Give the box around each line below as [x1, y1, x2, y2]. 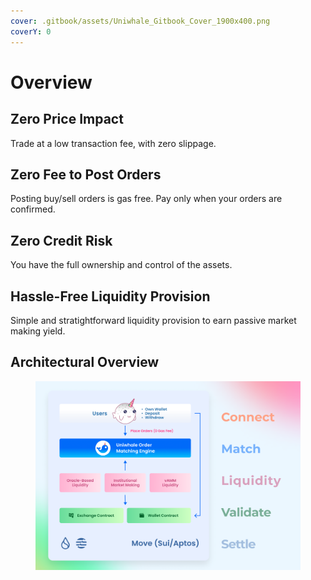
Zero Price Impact [10, 111, 124, 128]
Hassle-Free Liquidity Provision [10, 288, 211, 305]
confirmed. [10, 203, 56, 215]
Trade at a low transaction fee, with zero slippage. [10, 137, 217, 149]
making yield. [10, 325, 66, 337]
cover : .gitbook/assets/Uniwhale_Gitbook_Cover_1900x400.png [10, 16, 271, 26]
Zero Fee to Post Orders [10, 166, 162, 183]
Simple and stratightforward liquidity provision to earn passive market [10, 314, 297, 326]
